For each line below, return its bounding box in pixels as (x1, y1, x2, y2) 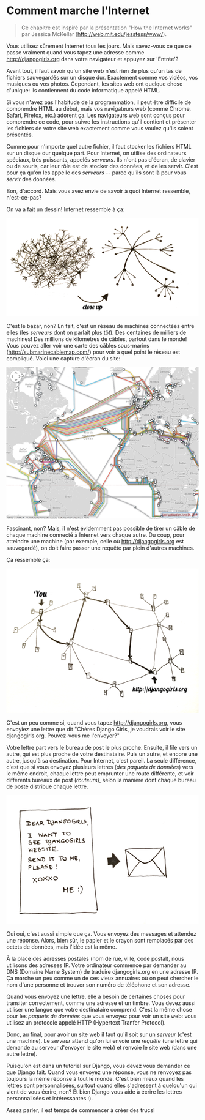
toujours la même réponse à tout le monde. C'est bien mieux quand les (6, 1075, 184, 1083)
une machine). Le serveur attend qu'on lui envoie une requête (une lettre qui (6, 1037, 198, 1045)
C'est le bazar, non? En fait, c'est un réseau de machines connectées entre (6, 323, 195, 330)
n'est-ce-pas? (6, 193, 42, 201)
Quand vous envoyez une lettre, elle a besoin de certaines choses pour (6, 993, 185, 1001)
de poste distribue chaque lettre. (6, 783, 88, 790)
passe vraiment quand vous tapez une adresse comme (6, 48, 145, 56)
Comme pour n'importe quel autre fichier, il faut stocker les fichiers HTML (6, 143, 192, 150)
